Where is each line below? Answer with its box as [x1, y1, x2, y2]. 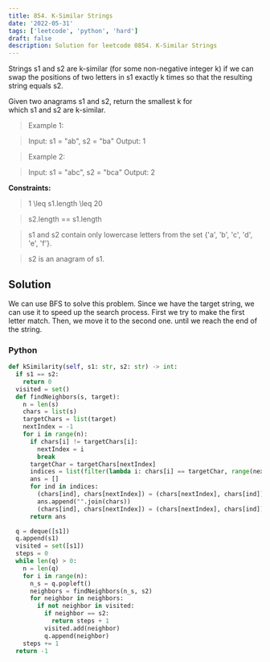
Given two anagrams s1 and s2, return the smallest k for [8, 97, 193, 106]
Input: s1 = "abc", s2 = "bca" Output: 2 [27, 168, 155, 177]
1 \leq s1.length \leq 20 [27, 199, 103, 209]
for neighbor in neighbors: [29, 594, 125, 602]
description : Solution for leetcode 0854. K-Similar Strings [8, 42, 218, 50]
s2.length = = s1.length [27, 214, 102, 224]
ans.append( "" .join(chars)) [37, 497, 131, 506]
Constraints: [8, 183, 51, 193]
